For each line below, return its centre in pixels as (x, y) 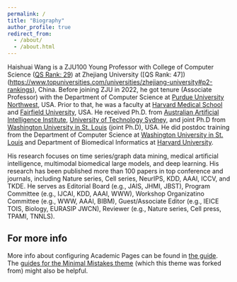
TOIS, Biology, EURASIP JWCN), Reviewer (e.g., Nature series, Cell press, (114, 209)
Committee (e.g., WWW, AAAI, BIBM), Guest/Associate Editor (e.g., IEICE (113, 201)
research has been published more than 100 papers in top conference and (115, 171)
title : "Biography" (36, 21)
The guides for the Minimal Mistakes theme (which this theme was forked (114, 263)
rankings (20, 90)
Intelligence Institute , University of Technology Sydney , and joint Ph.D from (117, 120)
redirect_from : (30, 34)
